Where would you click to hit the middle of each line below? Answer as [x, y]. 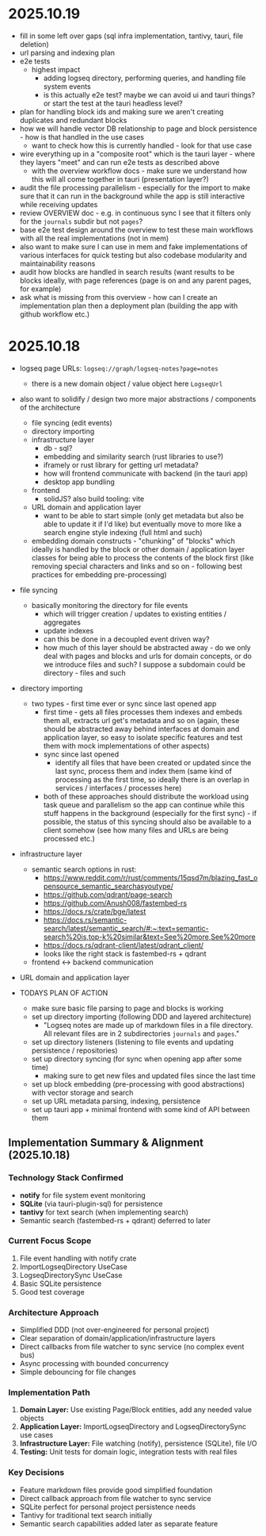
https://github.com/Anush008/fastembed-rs [115, 903]
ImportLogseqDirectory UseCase [74, 1266]
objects [32, 1419]
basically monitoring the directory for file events [110, 605]
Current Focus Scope [50, 1241]
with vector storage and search [82, 1092]
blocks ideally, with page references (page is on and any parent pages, [135, 280]
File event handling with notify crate [78, 1258]
